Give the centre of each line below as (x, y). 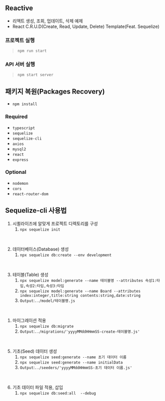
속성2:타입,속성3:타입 (45, 286)
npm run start (32, 51)
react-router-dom (30, 194)
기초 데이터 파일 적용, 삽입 (38, 387)
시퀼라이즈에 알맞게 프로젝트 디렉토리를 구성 (55, 223)
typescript (24, 128)
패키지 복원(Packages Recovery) (55, 91)
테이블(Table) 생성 (30, 274)
